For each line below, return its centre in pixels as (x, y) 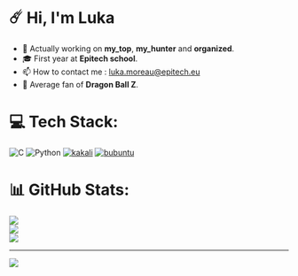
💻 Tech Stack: (64, 122)
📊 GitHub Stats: (70, 190)
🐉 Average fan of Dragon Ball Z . (80, 84)
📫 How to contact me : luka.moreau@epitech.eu (111, 72)
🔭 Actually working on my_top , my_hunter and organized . (128, 48)
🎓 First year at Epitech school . (80, 58)
